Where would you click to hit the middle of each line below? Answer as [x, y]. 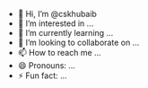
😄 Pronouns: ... [47, 66]
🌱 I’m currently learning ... [65, 33]
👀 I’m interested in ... [56, 23]
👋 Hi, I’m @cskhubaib [57, 14]
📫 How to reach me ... [59, 53]
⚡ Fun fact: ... [42, 75]
